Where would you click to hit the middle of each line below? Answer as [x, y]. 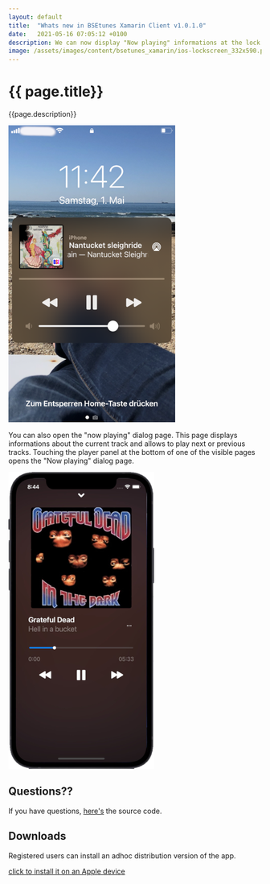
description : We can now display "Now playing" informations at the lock [135, 43]
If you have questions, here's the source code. [85, 811]
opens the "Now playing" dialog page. [71, 461]
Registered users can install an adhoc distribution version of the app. [122, 855]
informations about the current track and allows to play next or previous [127, 444]
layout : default [35, 17]
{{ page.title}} [56, 92]
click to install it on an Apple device [67, 871]
